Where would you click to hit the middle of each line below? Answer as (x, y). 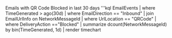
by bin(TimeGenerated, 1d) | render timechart (53, 30)
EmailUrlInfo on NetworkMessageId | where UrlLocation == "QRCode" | (81, 19)
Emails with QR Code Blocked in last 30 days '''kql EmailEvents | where (80, 8)
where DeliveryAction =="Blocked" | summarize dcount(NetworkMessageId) (86, 24)
